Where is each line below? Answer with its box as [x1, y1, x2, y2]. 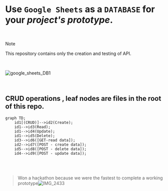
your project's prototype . [5, 14, 114, 26]
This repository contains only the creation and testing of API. [5, 50, 132, 56]
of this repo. [5, 102, 44, 111]
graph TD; [5, 115, 26, 120]
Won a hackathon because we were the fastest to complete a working [17, 175, 163, 181]
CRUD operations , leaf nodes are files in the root [5, 94, 161, 103]
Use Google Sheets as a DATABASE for [5, 4, 155, 15]
